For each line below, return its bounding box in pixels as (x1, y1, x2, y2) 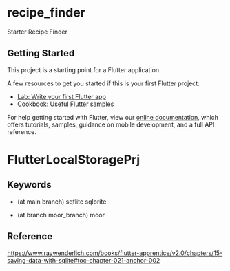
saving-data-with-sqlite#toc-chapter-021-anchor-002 (7, 256, 160, 264)
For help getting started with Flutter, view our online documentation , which (7, 113, 219, 121)
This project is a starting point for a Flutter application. (7, 65, 161, 74)
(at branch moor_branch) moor (17, 210, 105, 219)
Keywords (7, 179, 52, 191)
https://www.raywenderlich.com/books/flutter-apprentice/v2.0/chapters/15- (7, 249, 223, 257)
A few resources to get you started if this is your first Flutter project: (7, 79, 200, 87)
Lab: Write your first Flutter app (17, 92, 107, 100)
